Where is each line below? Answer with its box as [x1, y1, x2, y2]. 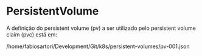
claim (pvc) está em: [6, 30, 58, 38]
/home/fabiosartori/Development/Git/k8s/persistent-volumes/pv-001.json [6, 43, 190, 50]
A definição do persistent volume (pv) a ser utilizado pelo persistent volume [6, 24, 196, 32]
